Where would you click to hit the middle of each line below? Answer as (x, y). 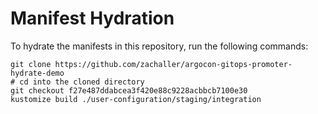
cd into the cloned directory (82, 82)
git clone (31, 64)
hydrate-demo (37, 73)
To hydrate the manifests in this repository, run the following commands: (159, 46)
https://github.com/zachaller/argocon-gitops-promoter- (173, 64)
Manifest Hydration (92, 18)
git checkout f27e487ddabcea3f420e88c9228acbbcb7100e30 (129, 90)
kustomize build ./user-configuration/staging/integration (136, 99)
